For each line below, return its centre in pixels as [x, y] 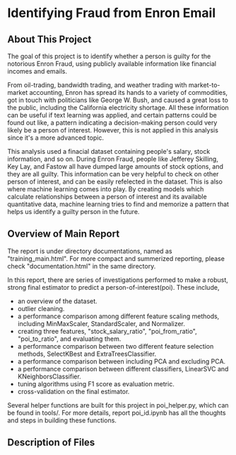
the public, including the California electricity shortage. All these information [118, 107]
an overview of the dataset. [57, 301]
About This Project [49, 39]
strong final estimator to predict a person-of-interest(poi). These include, [113, 287]
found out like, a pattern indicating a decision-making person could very [112, 123]
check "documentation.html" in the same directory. [82, 266]
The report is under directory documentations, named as [90, 251]
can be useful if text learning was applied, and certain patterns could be [112, 115]
